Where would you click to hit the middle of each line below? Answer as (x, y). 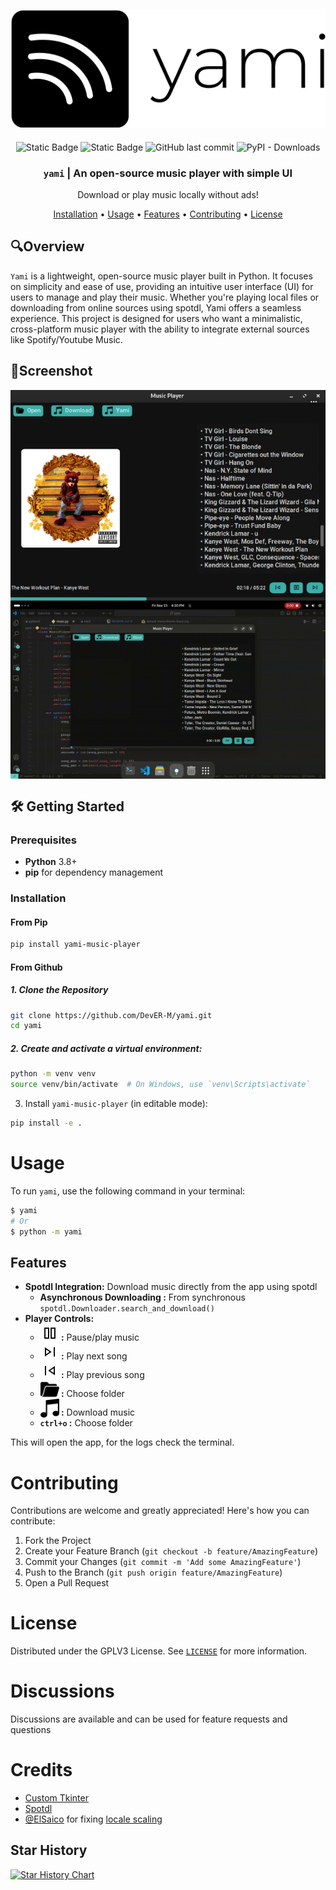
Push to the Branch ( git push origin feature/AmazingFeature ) (153, 1572)
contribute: (33, 1521)
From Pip (29, 922)
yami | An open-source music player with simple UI (168, 173)
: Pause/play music (100, 1337)
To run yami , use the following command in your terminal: (128, 1191)
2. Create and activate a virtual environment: (106, 1048)
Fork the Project (58, 1541)
